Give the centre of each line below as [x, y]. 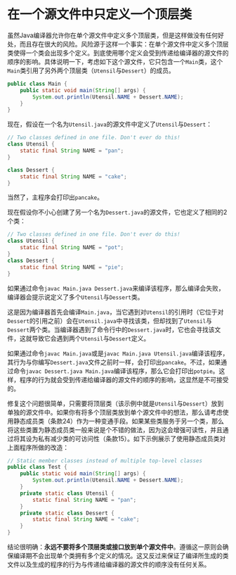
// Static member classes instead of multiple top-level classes [105, 461]
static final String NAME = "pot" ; [72, 248]
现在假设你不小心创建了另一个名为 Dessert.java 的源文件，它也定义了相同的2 [117, 213]
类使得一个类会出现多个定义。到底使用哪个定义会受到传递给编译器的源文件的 [118, 53]
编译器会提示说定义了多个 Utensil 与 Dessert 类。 [76, 297]
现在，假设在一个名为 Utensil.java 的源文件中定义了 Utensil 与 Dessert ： [110, 125]
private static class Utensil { [67, 493]
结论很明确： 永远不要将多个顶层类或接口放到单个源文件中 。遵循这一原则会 [115, 547]
